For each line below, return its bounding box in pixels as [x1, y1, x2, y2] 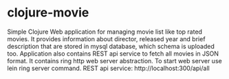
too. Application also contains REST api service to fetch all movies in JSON [7, 49, 219, 58]
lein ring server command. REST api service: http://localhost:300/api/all [7, 64, 210, 72]
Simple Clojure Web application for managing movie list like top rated [7, 27, 203, 36]
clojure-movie [7, 5, 89, 21]
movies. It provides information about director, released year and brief [7, 34, 206, 43]
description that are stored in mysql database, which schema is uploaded [7, 42, 215, 50]
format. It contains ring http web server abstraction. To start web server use [7, 56, 222, 65]
